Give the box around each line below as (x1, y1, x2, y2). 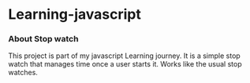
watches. (8, 68, 38, 78)
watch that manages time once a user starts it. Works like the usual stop (8, 60, 242, 69)
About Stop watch (8, 34, 79, 45)
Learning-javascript (8, 5, 142, 23)
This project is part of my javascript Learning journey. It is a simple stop (8, 51, 241, 60)
